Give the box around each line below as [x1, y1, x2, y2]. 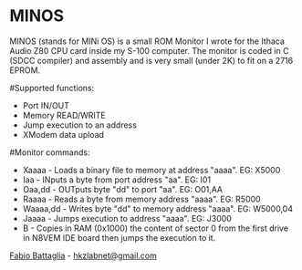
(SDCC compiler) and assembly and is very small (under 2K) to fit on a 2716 [9, 55, 294, 66]
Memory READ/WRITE [22, 109, 107, 120]
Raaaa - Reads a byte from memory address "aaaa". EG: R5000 [22, 193, 262, 204]
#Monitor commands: [9, 147, 90, 158]
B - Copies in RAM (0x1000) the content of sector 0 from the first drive [22, 223, 289, 234]
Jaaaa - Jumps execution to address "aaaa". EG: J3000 [22, 213, 233, 223]
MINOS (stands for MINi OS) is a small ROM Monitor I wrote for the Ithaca [9, 36, 286, 47]
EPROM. [9, 65, 41, 76]
